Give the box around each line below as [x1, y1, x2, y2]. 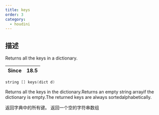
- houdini [10, 21, 30, 27]
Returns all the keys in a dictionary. [5, 55, 78, 61]
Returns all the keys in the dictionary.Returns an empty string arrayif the [5, 89, 154, 95]
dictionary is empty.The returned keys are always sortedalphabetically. [5, 94, 152, 100]
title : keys [5, 7, 30, 13]
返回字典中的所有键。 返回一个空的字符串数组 [5, 104, 99, 110]
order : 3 [5, 12, 24, 17]
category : [5, 17, 26, 22]
